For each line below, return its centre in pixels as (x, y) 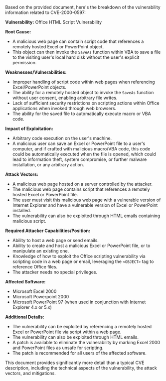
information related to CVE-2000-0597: (46, 12)
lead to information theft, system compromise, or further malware (80, 159)
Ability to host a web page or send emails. (55, 240)
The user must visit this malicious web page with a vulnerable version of (86, 200)
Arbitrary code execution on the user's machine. (62, 138)
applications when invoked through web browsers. (64, 108)
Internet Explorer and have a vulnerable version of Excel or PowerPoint (85, 205)
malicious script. (29, 221)
